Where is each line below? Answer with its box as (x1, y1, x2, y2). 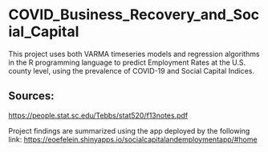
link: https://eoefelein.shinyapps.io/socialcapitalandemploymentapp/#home (8, 134, 258, 144)
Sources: (8, 90, 55, 103)
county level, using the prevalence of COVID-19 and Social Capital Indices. (8, 66, 255, 75)
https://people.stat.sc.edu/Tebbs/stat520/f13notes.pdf (8, 110, 189, 120)
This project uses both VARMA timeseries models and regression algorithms (8, 49, 260, 58)
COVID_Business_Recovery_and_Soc (8, 6, 260, 24)
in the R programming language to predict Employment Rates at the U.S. (8, 58, 246, 67)
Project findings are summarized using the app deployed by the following (8, 126, 250, 135)
